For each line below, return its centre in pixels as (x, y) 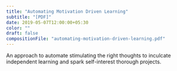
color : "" (18, 28)
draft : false (22, 33)
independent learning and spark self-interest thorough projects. (84, 62)
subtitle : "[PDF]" (29, 17)
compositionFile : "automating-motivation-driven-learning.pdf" (86, 39)
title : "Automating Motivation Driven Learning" (67, 11)
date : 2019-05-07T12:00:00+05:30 (47, 22)
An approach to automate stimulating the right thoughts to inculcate (89, 55)
